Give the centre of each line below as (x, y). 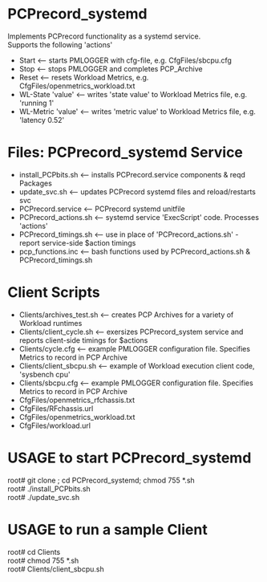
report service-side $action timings (77, 242)
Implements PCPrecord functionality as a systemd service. (104, 36)
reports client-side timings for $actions (83, 340)
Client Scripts (54, 293)
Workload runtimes (51, 323)
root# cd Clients (34, 551)
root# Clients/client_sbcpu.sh (56, 569)
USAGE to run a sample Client (107, 529)
